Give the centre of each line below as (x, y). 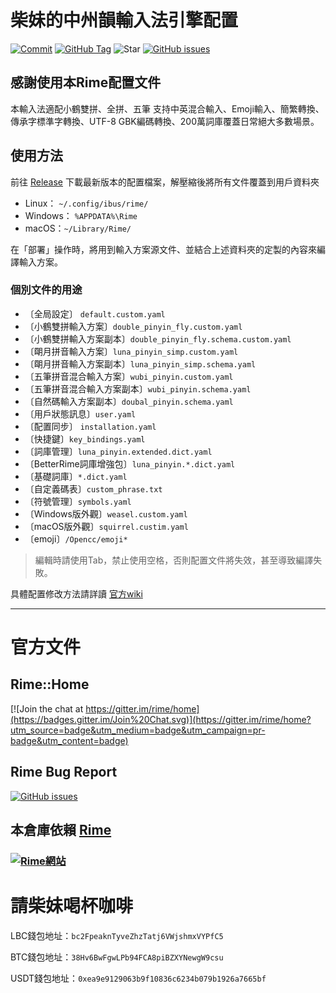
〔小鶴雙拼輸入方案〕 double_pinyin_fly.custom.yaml (133, 326)
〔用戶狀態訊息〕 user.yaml (80, 413)
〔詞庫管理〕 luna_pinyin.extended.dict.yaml (118, 451)
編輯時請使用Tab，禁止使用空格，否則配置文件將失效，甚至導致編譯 (174, 560)
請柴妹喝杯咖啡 (72, 906)
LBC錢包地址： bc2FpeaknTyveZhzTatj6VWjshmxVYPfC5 (117, 935)
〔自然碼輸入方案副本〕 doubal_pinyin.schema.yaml (129, 401)
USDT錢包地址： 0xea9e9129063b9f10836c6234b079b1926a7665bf (138, 978)
